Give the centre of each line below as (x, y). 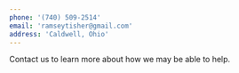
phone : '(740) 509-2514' (55, 17)
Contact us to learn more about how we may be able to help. (120, 60)
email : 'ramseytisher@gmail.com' (71, 26)
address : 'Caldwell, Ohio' (59, 34)
